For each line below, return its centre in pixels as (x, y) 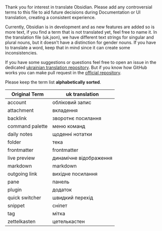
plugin (15, 190)
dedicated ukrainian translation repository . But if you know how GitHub (76, 67)
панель (61, 182)
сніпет (60, 206)
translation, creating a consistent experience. (51, 17)
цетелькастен (69, 221)
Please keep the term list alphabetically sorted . (53, 82)
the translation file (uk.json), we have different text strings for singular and (80, 37)
